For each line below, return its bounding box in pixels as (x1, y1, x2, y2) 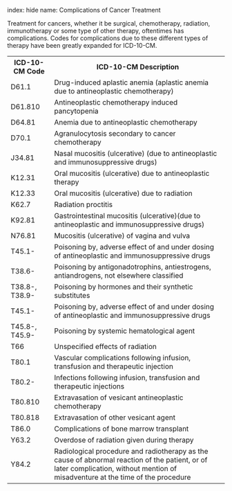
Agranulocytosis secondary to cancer (54, 129, 176, 138)
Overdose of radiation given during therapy (54, 436, 195, 445)
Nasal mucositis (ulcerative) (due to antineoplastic (54, 149, 217, 158)
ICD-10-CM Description (96, 62, 180, 71)
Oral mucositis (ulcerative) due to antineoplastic (54, 169, 210, 178)
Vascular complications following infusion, (54, 353, 191, 362)
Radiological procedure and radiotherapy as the (54, 447, 209, 456)
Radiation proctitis (54, 200, 113, 209)
